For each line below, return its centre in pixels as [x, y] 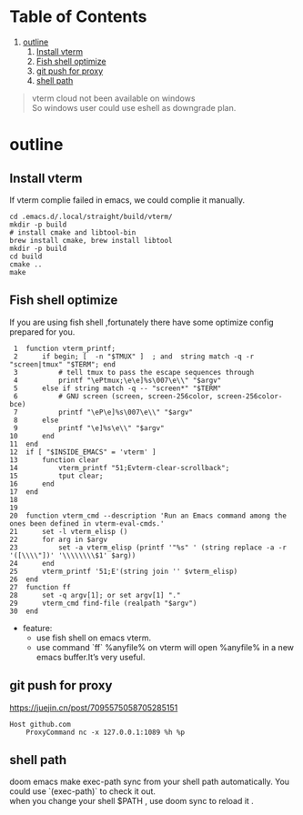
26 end [24, 579]
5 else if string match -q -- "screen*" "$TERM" [117, 388]
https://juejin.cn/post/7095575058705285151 [94, 708]
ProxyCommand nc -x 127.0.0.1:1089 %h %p [105, 732]
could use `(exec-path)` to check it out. [83, 791]
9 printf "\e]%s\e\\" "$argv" [89, 428]
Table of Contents [78, 17]
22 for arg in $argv [58, 539]
